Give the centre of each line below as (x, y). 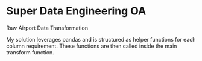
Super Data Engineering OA (76, 11)
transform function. (30, 52)
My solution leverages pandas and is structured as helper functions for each (101, 39)
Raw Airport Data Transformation (47, 28)
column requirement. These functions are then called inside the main (92, 46)
